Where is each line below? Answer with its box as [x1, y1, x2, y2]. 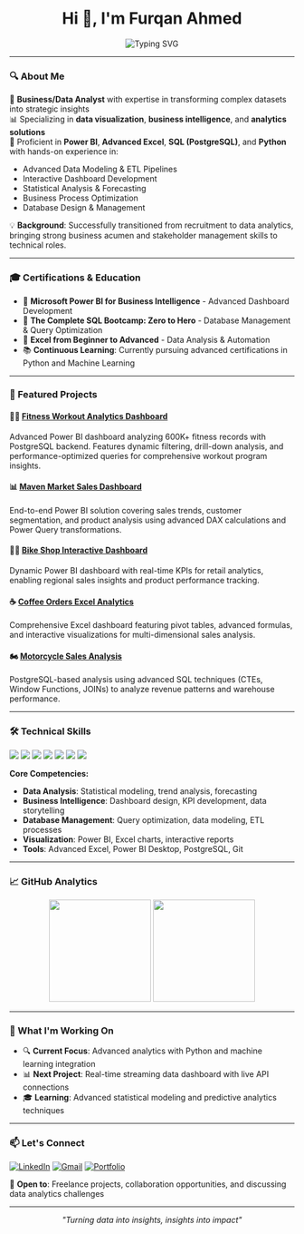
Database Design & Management [22, 202, 146, 213]
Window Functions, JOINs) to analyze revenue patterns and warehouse [9, 684, 275, 695]
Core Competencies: [9, 768, 89, 779]
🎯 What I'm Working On [9, 1024, 115, 1037]
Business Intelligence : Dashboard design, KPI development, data [22, 795, 267, 806]
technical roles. [9, 240, 67, 250]
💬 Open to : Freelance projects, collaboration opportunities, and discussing [9, 1179, 287, 1190]
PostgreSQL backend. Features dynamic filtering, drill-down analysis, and [9, 440, 284, 452]
